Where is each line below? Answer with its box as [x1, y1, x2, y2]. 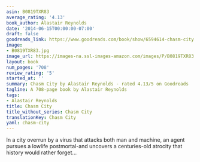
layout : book [6, 59, 39, 65]
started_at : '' [6, 75, 44, 81]
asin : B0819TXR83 [6, 8, 50, 15]
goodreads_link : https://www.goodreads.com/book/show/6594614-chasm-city [6, 36, 195, 42]
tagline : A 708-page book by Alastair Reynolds [6, 87, 128, 93]
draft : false [6, 31, 39, 37]
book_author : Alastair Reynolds [6, 20, 87, 26]
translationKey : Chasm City [6, 114, 77, 120]
